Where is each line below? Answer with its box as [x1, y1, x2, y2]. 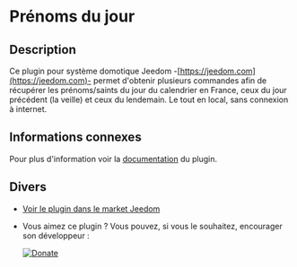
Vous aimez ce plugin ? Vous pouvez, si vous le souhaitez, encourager [22, 220, 283, 231]
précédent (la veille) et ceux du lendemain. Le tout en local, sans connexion [9, 94, 289, 105]
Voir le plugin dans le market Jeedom [22, 203, 161, 214]
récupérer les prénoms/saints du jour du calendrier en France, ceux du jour [9, 85, 287, 95]
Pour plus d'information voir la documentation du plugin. [9, 153, 218, 164]
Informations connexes [9, 130, 142, 145]
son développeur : [22, 230, 90, 241]
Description [9, 42, 76, 57]
